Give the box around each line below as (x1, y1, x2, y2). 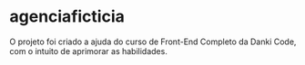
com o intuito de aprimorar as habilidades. (9, 45, 168, 56)
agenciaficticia (9, 6, 125, 27)
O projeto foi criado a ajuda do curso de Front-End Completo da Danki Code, (9, 36, 297, 47)
